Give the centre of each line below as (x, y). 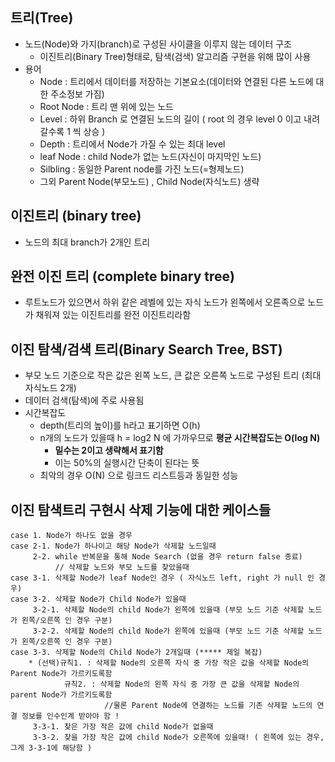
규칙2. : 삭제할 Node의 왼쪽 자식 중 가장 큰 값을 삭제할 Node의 (181, 684)
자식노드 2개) (50, 388)
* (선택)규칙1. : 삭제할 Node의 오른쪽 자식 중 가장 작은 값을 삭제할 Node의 (169, 663)
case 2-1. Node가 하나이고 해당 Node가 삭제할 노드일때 (113, 546)
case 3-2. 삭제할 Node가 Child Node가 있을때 (98, 599)
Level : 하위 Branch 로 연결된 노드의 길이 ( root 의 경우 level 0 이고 (170, 119)
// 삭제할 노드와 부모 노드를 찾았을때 (122, 568)
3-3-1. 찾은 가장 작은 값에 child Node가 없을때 (123, 727)
